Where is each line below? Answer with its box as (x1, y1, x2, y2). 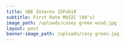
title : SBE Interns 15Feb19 (6, 8, 77, 15)
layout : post (6, 25, 39, 32)
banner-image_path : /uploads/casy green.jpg (6, 31, 120, 37)
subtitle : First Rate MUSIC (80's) (6, 14, 96, 20)
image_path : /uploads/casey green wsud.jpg (6, 20, 117, 26)
